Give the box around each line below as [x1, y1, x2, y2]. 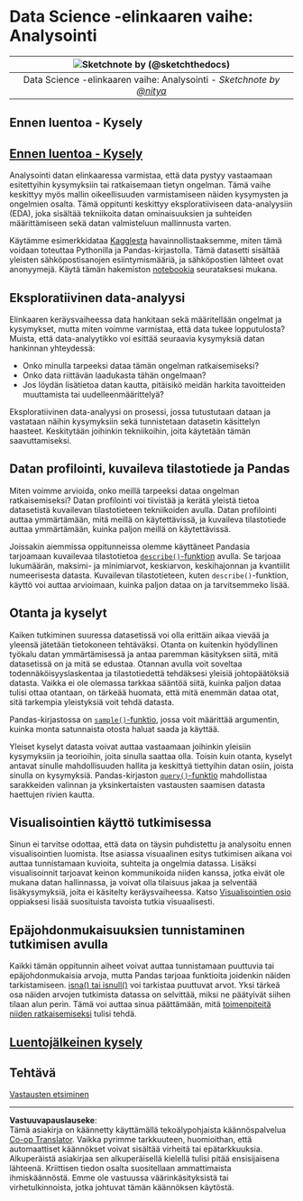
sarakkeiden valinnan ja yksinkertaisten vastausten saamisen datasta [9, 779, 266, 790]
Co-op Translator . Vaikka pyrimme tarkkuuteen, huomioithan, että [9, 1134, 252, 1145]
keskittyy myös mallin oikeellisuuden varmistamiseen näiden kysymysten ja [9, 189, 289, 200]
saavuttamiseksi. [9, 435, 72, 445]
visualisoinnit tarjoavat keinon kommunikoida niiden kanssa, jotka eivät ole [9, 867, 286, 878]
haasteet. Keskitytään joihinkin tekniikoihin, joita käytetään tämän [9, 426, 251, 436]
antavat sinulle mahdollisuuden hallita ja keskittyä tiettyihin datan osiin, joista [9, 760, 294, 771]
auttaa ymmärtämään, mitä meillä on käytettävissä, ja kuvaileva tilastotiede [9, 514, 287, 525]
